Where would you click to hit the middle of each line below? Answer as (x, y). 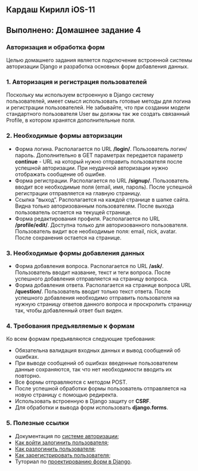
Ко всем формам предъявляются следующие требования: (81, 339)
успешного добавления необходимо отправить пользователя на (97, 297)
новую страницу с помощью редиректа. (66, 395)
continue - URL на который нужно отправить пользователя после (99, 161)
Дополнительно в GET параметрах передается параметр (109, 155)
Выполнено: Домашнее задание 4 (74, 30)
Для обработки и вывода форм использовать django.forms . (92, 408)
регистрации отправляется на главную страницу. (78, 193)
